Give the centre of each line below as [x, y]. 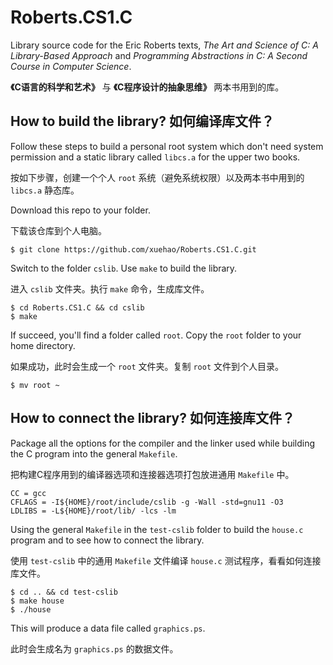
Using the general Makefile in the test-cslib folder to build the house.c [157, 529]
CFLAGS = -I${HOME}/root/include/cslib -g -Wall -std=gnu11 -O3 [147, 502]
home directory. [43, 345]
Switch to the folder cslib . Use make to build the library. [124, 268]
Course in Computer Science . [71, 66]
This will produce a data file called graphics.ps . [108, 628]
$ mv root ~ [35, 385]
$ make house [37, 601]
